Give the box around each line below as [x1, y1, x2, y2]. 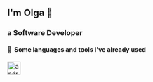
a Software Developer [7, 28, 83, 38]
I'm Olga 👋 [7, 7, 53, 19]
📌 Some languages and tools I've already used [7, 45, 146, 53]
